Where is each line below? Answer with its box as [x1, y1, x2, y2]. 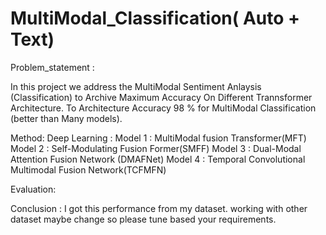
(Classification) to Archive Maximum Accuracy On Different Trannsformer [10, 91, 313, 103]
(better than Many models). [10, 112, 123, 124]
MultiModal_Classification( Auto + [10, 7, 301, 30]
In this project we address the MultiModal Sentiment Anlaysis [10, 80, 262, 92]
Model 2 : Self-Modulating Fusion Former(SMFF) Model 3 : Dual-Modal [10, 142, 302, 154]
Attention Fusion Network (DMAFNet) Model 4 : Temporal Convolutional [10, 153, 306, 165]
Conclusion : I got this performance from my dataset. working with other [10, 202, 308, 214]
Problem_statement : [10, 61, 95, 73]
